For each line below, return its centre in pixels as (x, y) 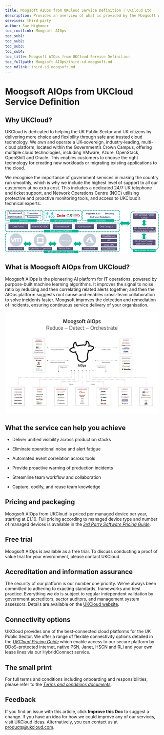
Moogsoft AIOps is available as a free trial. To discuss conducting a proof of (81, 551)
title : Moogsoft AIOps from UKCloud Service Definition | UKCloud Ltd (78, 10)
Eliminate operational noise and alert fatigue (56, 449)
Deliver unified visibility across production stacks (61, 440)
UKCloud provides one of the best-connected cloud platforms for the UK (78, 632)
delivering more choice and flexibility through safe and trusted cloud (74, 137)
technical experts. (23, 204)
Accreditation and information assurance (69, 572)
